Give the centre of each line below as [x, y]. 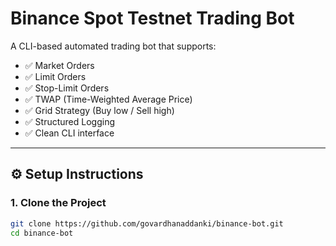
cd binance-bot [42, 233]
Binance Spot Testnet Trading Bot [152, 18]
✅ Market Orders [59, 65]
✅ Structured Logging [69, 121]
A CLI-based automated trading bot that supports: [113, 46]
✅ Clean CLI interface [69, 133]
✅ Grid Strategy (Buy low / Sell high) [99, 110]
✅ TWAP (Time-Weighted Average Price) [108, 99]
